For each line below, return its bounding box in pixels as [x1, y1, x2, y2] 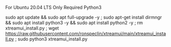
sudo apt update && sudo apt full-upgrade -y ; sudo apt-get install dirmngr [5, 14, 162, 20]
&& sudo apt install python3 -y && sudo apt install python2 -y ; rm [5, 20, 143, 26]
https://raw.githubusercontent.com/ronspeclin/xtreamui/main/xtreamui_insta [5, 31, 166, 36]
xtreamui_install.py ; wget [5, 25, 59, 31]
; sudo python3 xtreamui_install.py [15, 36, 88, 42]
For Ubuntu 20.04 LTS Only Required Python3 [5, 5, 102, 10]
